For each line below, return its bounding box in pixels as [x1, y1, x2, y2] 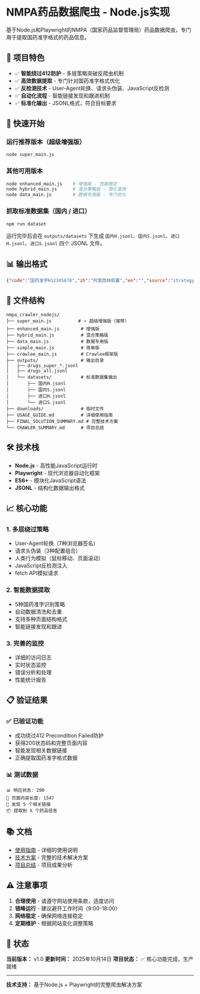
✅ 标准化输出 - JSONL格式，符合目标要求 [14, 99, 117, 106]
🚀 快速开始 [6, 118, 45, 128]
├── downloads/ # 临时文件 [6, 406, 104, 412]
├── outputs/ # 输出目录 [6, 358, 104, 363]
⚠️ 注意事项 [6, 880, 48, 890]
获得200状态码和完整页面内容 [14, 739, 87, 747]
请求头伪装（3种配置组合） [14, 547, 82, 554]
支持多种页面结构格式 [14, 615, 67, 622]
